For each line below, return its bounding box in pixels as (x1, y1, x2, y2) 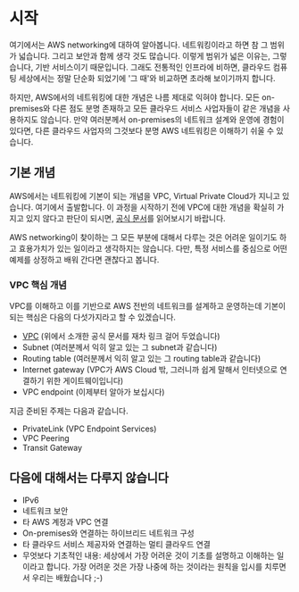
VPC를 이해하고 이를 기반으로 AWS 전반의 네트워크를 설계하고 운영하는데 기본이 (9, 301, 287, 312)
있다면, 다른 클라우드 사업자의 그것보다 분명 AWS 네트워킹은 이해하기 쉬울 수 (9, 125, 275, 136)
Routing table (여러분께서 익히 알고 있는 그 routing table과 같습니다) (21, 354, 262, 364)
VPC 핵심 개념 (9, 279, 67, 291)
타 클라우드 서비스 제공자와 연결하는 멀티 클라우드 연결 (21, 538, 212, 549)
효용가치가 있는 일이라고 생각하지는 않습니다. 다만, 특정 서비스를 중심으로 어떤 (18, 243, 288, 254)
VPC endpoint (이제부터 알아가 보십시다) (21, 387, 165, 397)
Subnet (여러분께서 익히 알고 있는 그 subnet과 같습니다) (21, 342, 218, 353)
